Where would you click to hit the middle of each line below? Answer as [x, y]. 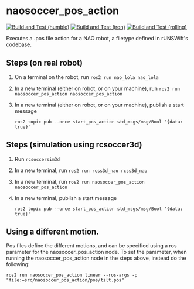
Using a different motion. [52, 231]
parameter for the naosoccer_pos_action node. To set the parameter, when [96, 252]
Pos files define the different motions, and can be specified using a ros [91, 246]
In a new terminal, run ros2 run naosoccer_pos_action [79, 181]
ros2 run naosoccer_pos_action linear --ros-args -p [72, 275]
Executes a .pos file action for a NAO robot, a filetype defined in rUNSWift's [97, 38]
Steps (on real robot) [45, 63]
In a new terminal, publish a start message [66, 198]
